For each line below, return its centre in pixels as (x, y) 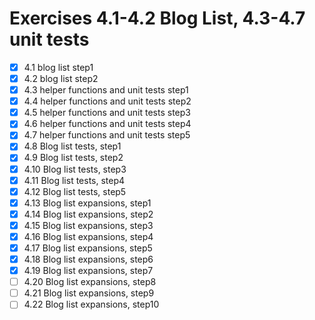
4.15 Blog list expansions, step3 (88, 225)
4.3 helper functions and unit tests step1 (106, 90)
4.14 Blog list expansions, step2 (88, 214)
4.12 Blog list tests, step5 (75, 191)
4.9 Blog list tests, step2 (73, 158)
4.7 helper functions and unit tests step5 (107, 135)
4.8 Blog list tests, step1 (72, 146)
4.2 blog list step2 (61, 78)
